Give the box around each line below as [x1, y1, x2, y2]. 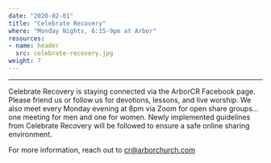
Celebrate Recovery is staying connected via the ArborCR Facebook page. [8, 86, 256, 96]
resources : [8, 34, 45, 43]
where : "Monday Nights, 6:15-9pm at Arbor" [8, 27, 157, 35]
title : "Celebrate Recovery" [8, 19, 106, 27]
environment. [8, 129, 52, 139]
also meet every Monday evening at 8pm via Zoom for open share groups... [8, 103, 259, 113]
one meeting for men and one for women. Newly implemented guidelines [8, 112, 251, 122]
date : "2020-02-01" [8, 11, 74, 20]
